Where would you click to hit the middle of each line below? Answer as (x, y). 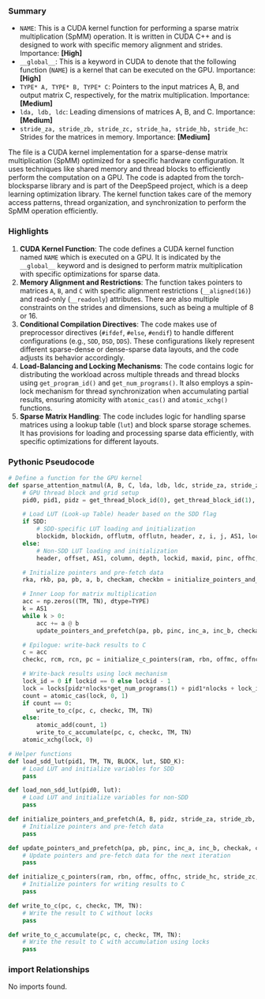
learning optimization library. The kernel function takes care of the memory (130, 194)
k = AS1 (35, 609)
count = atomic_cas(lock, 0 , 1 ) (75, 695)
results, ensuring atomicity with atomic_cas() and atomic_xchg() (124, 399)
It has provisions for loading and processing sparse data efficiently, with (136, 433)
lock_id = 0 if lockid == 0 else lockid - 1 (97, 681)
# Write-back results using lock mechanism (95, 674)
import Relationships (49, 970)
